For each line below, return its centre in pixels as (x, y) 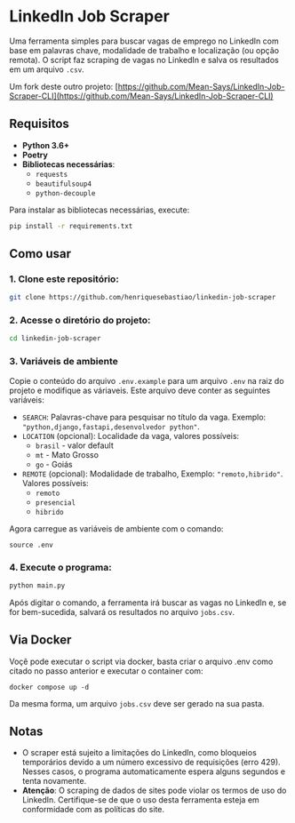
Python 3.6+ (45, 145)
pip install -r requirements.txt (71, 226)
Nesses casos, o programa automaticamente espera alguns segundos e (154, 771)
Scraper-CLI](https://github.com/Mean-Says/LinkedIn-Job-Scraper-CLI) (141, 96)
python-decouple (65, 193)
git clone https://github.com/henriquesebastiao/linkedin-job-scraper (143, 298)
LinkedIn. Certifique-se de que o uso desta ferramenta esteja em (140, 800)
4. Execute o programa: (61, 567)
